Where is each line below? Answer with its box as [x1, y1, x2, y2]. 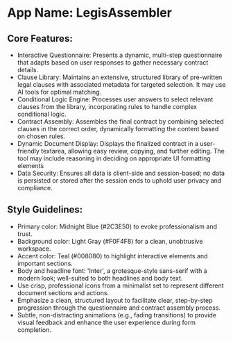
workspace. [17, 244, 51, 253]
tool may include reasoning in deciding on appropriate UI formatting [17, 154, 212, 163]
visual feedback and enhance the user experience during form [17, 318, 196, 326]
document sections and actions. [17, 288, 110, 297]
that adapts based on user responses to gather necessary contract [17, 58, 209, 67]
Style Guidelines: [7, 203, 83, 216]
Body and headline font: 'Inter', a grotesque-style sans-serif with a [17, 266, 207, 275]
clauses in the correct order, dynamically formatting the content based [17, 125, 219, 133]
